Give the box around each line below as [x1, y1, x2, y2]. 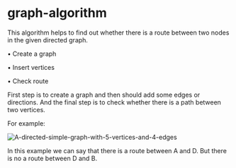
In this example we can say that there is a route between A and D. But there [7, 146, 227, 155]
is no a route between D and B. [7, 154, 98, 162]
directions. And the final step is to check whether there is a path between [7, 97, 222, 107]
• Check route [7, 76, 49, 85]
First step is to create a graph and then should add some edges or [7, 90, 201, 99]
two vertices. [7, 105, 46, 114]
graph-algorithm [7, 5, 108, 21]
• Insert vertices [7, 63, 55, 71]
